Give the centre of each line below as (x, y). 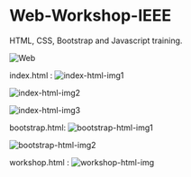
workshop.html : (39, 162)
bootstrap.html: (38, 128)
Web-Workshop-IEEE (91, 16)
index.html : (31, 75)
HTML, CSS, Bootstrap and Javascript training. (96, 40)
